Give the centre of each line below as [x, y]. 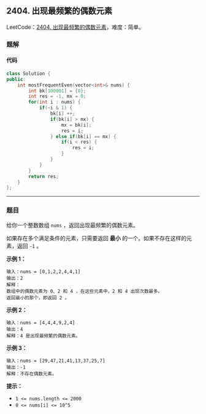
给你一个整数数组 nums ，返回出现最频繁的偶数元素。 [73, 225]
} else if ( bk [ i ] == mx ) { [83, 136]
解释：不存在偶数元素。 [32, 373]
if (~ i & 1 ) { [55, 108]
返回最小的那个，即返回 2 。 [38, 298]
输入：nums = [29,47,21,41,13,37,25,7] [56, 361]
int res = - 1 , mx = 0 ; [57, 96]
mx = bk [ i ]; [76, 125]
